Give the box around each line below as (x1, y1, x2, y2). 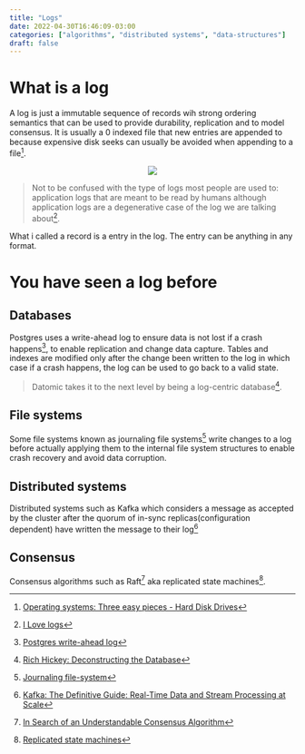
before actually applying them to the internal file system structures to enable (9, 443, 295, 454)
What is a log (9, 78, 109, 98)
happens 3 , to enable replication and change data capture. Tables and (9, 341, 269, 354)
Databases (9, 308, 73, 323)
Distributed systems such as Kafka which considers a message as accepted (9, 503, 294, 514)
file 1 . (9, 146, 26, 159)
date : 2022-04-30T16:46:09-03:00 (9, 22, 136, 31)
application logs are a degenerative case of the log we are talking (31, 201, 277, 212)
